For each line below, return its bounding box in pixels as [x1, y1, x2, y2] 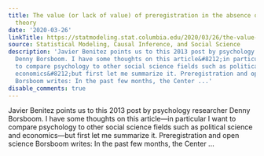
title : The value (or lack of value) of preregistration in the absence [8, 11, 251, 20]
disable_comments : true [8, 84, 86, 93]
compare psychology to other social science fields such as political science [8, 122, 253, 132]
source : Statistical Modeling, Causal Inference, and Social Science [8, 41, 241, 49]
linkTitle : [8, 33, 44, 42]
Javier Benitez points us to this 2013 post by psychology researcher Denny [8, 106, 251, 115]
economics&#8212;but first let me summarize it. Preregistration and [15, 70, 247, 78]
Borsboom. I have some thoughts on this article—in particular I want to [8, 114, 236, 124]
